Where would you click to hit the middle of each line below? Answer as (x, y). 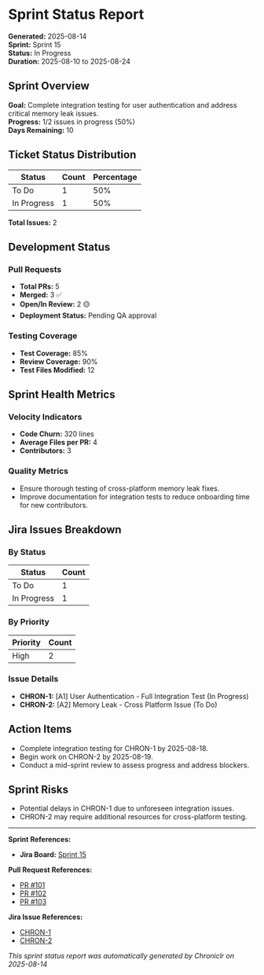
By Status (27, 552)
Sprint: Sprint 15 (35, 44)
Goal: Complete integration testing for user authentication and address (123, 105)
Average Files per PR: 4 (59, 443)
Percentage (115, 177)
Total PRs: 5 (40, 287)
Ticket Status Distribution (72, 155)
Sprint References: (40, 840)
